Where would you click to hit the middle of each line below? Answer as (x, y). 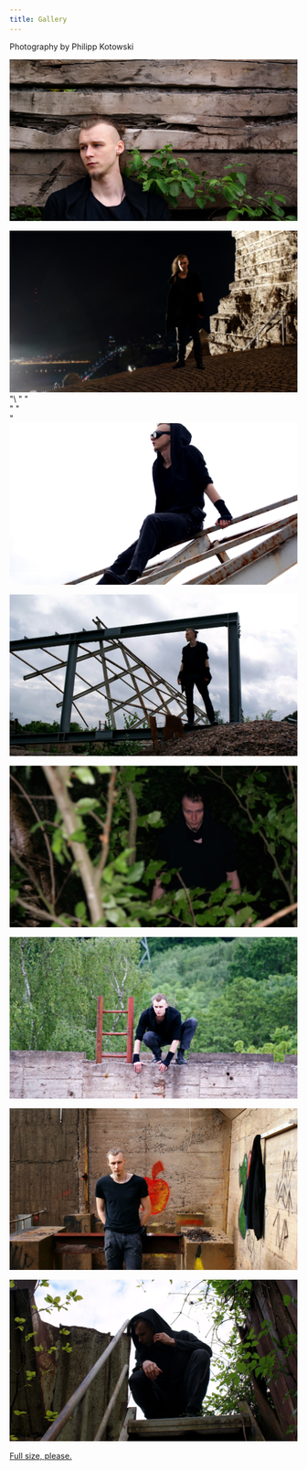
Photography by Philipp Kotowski (72, 47)
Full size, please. (41, 1455)
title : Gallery (38, 19)
